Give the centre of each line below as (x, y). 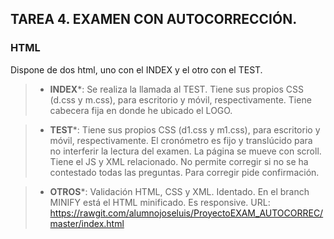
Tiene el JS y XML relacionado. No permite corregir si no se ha (179, 161)
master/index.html (87, 223)
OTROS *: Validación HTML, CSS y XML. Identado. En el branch (179, 191)
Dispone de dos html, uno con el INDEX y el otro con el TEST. (136, 69)
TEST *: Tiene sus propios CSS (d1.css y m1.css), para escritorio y (185, 129)
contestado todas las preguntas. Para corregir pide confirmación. (184, 172)
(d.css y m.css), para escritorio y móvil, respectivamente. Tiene (180, 99)
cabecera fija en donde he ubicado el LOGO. (141, 110)
